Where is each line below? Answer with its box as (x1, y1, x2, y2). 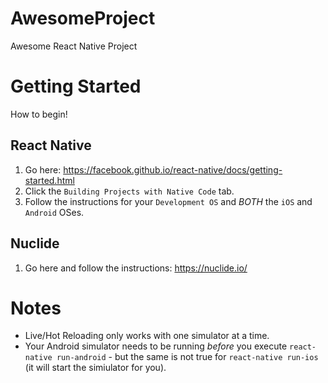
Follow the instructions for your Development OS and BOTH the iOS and (24, 195, 313, 207)
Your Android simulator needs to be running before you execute (24, 340, 288, 352)
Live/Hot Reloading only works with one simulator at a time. (24, 330, 270, 342)
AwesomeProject (10, 7, 156, 30)
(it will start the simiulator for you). (24, 362, 167, 374)
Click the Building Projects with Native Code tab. (24, 185, 235, 197)
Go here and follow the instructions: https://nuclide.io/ (24, 262, 248, 274)
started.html (24, 174, 75, 186)
